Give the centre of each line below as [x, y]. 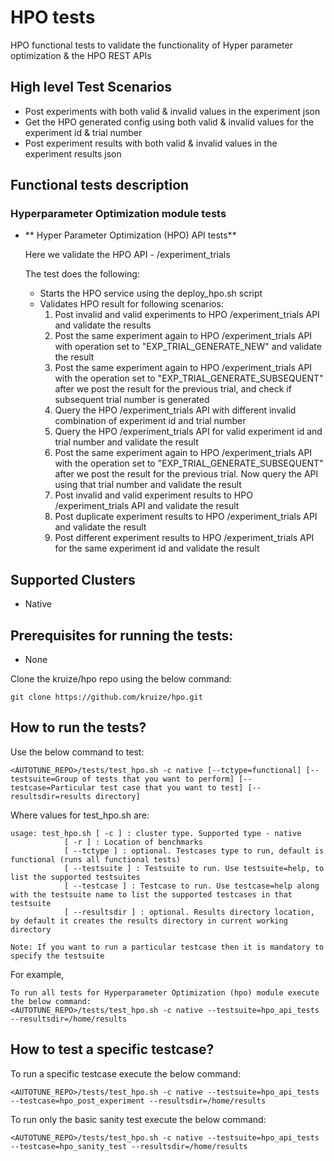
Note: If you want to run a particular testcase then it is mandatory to [167, 947]
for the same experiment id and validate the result [157, 548]
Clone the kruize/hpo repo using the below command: [121, 679]
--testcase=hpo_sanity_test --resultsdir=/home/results [129, 1146]
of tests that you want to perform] [158, 779]
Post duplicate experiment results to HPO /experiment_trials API [186, 517]
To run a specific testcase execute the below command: [126, 1073]
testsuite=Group [44, 779]
